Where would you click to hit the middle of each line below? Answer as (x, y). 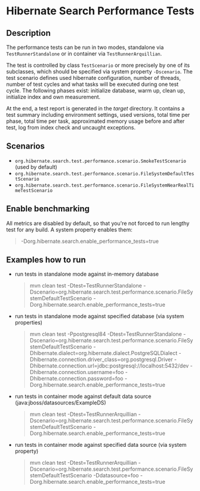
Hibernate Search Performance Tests (100, 11)
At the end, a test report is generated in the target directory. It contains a (96, 108)
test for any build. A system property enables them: (69, 229)
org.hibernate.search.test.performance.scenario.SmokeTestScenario (100, 161)
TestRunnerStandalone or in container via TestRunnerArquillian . (84, 54)
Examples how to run (46, 260)
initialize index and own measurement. (53, 97)
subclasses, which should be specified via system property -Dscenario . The (99, 72)
